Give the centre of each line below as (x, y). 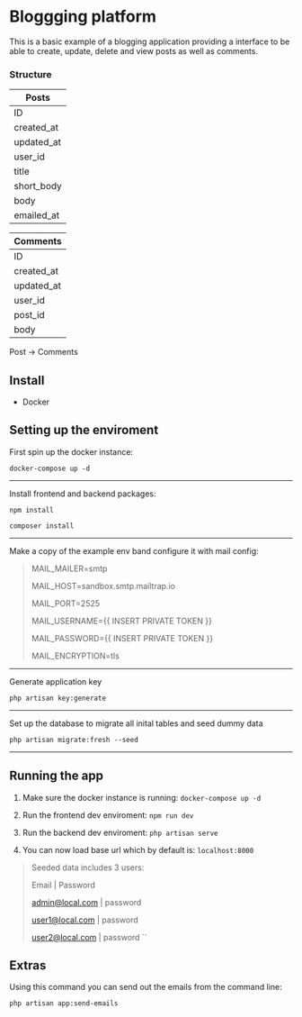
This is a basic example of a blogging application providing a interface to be (150, 41)
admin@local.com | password (86, 902)
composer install (42, 526)
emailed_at (37, 215)
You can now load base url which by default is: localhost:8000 (138, 849)
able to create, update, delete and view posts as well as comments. (134, 50)
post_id (29, 315)
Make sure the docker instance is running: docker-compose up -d (142, 797)
